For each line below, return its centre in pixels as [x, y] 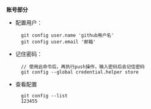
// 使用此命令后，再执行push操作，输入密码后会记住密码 [83, 67]
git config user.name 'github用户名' [68, 36]
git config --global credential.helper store [80, 72]
